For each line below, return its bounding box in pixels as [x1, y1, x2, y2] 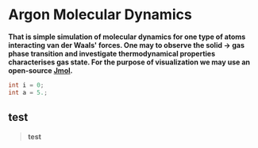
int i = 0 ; [8, 81, 44, 89]
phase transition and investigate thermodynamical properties [8, 49, 216, 58]
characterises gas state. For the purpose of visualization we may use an [8, 57, 251, 67]
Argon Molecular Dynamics [8, 6, 192, 24]
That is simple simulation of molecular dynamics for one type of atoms [8, 32, 246, 41]
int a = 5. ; [8, 88, 48, 96]
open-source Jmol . [8, 65, 73, 75]
